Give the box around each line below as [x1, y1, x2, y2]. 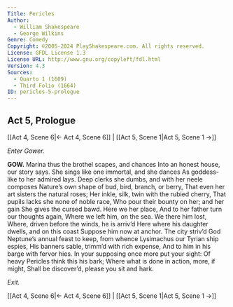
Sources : [7, 69, 33, 76]
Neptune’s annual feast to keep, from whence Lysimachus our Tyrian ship [7, 234, 219, 243]
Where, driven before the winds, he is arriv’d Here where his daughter [7, 219, 209, 228]
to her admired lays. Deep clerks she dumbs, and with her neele [18, 175, 203, 183]
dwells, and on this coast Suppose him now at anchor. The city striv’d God [7, 227, 221, 236]
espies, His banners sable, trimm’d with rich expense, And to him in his [7, 242, 211, 250]
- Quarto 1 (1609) [13, 75, 68, 83]
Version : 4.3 [7, 62, 45, 69]
